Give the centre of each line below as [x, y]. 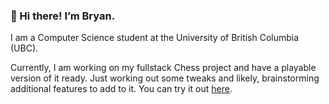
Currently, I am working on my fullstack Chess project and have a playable [163, 68]
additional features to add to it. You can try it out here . [121, 89]
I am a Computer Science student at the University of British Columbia [155, 38]
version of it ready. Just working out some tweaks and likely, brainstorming [165, 78]
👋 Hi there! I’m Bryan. [63, 16]
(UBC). [24, 48]
